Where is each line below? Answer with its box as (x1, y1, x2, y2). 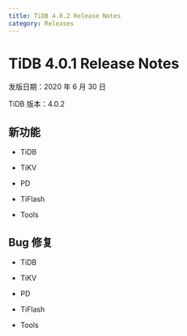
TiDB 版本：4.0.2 (8, 99, 65, 109)
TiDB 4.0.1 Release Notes (8, 54, 180, 73)
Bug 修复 (8, 236, 53, 249)
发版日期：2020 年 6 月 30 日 (8, 82, 107, 91)
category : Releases (8, 19, 74, 28)
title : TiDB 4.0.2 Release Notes (8, 11, 121, 20)
